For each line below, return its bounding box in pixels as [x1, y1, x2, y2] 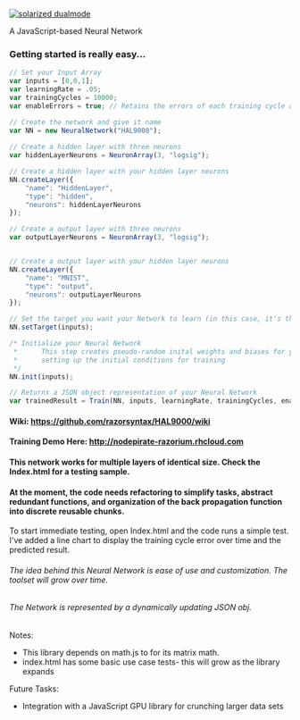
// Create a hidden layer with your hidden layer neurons [9, 167, 229, 176]
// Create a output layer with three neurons [9, 224, 181, 234]
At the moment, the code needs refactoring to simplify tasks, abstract [9, 487, 274, 498]
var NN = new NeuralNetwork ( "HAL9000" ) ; [9, 126, 162, 135]
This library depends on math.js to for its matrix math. [21, 647, 220, 657]
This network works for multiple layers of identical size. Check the [9, 456, 261, 467]
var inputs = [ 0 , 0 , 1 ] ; [9, 77, 94, 86]
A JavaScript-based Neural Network [9, 26, 143, 36]
